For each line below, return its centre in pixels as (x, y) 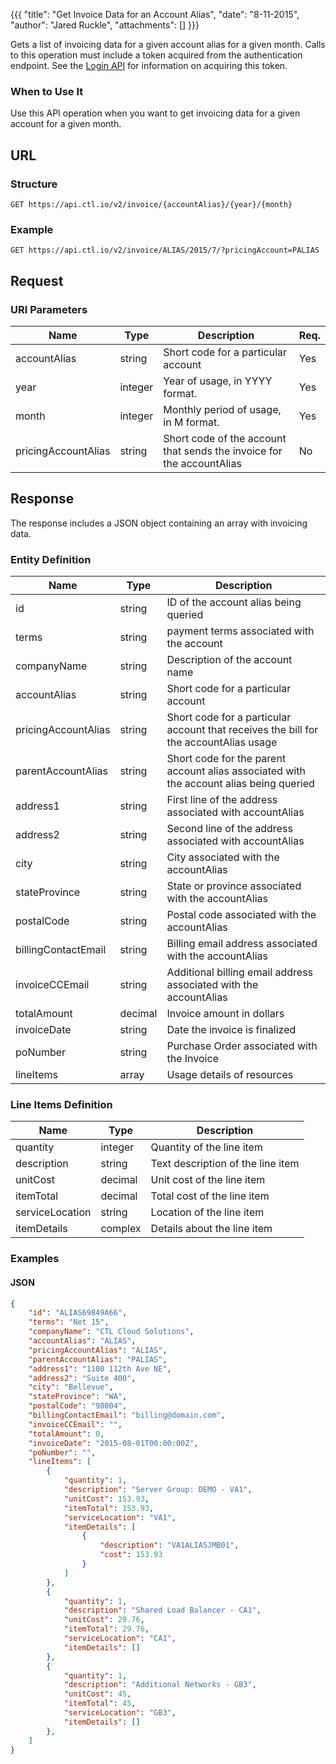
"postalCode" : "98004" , (78, 1406)
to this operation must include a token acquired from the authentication (156, 55)
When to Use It (47, 91)
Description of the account (229, 660)
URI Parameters (49, 309)
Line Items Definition (61, 1104)
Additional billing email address (240, 972)
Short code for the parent (226, 759)
